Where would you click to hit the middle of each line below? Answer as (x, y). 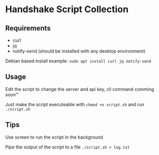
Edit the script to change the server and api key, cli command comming (80, 89)
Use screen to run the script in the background (54, 137)
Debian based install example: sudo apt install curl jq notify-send (78, 61)
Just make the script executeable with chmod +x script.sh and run (75, 104)
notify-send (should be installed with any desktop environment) (79, 51)
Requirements (28, 28)
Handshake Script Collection (67, 9)
